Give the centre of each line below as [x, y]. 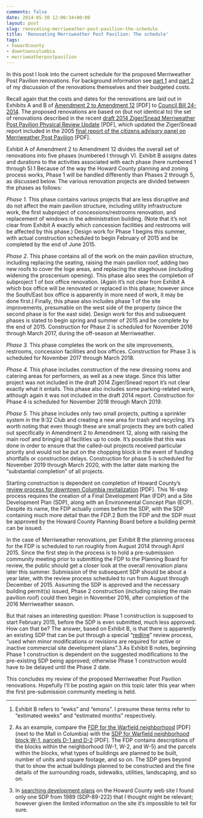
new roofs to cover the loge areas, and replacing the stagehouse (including [100, 269]
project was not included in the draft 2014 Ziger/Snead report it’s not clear [98, 382]
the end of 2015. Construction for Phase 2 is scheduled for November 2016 [99, 327]
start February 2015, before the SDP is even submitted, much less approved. [101, 622]
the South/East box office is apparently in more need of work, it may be [95, 295]
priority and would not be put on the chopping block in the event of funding [100, 452]
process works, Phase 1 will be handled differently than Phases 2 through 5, [101, 175]
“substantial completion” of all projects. [55, 471]
